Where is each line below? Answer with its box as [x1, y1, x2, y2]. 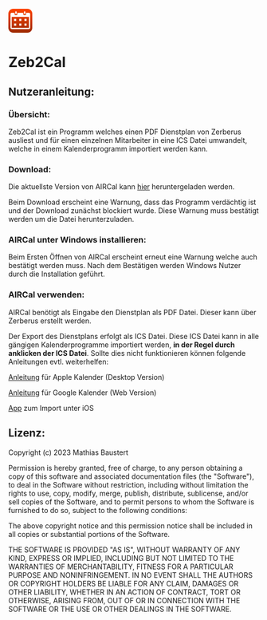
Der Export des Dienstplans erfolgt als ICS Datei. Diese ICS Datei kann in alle [8, 331, 259, 341]
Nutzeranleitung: [8, 85, 95, 98]
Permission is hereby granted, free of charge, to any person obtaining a [8, 463, 243, 472]
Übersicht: [8, 109, 50, 120]
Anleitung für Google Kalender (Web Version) [8, 388, 157, 397]
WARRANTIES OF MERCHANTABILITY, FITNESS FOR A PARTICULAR [8, 562, 234, 571]
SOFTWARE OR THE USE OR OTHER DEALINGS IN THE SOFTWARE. [8, 604, 232, 614]
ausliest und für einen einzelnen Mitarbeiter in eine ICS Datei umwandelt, [8, 135, 248, 144]
